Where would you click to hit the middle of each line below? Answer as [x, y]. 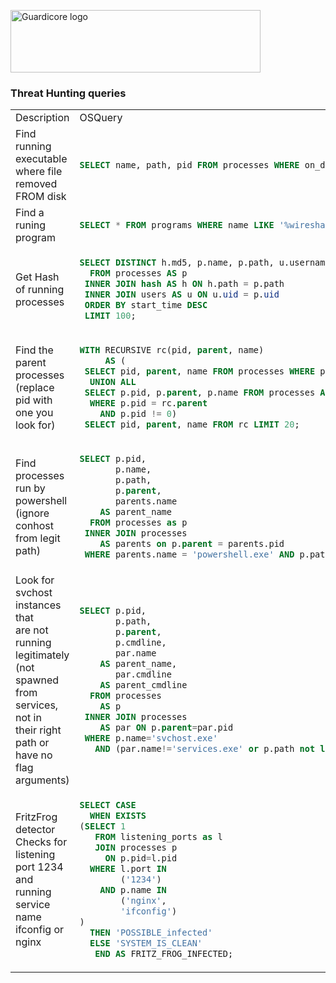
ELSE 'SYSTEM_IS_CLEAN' [146, 943]
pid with [34, 400]
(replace [35, 388]
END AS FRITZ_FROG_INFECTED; [164, 953]
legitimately [42, 655]
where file [39, 172]
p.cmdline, [140, 642]
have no [34, 755]
